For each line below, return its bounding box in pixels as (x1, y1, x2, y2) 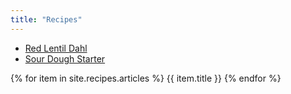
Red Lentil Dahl (24, 42, 88, 54)
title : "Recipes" (10, 14, 83, 25)
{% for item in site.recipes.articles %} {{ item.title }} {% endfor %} (10, 72, 282, 84)
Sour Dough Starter (24, 52, 106, 65)
